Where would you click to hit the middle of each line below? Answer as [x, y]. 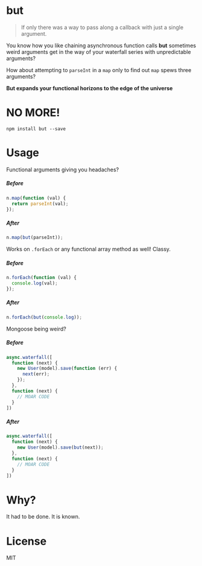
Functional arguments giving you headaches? [63, 169]
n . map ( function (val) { [36, 198]
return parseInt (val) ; [40, 203]
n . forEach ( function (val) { [42, 278]
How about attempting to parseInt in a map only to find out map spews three [99, 70]
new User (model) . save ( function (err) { [67, 369]
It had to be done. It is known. [43, 517]
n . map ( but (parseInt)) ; [35, 238]
